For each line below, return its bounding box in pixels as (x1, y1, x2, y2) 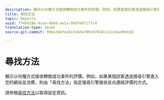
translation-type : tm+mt (5, 25, 56, 30)
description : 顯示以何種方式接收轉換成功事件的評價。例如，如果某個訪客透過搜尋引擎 (5, 7, 157, 12)
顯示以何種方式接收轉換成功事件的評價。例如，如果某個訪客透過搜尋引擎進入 (5, 73, 159, 79)
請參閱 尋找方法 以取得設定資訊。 (5, 89, 69, 95)
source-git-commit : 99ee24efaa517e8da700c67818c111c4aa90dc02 (5, 30, 134, 34)
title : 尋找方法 (5, 12, 35, 17)
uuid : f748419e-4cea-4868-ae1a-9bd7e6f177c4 (5, 20, 97, 26)
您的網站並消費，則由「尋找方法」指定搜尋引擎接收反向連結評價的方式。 (5, 79, 150, 85)
